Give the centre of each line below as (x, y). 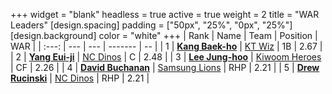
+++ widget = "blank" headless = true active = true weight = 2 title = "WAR (165, 14)
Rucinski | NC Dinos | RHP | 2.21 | (80, 78)
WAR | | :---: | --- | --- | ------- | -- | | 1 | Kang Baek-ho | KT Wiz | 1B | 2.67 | (166, 46)
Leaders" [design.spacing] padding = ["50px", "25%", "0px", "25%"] (151, 25)
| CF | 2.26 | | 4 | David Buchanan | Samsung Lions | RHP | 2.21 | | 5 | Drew (165, 67)
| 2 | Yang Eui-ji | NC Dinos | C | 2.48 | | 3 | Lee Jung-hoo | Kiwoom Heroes (166, 57)
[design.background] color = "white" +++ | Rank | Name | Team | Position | (164, 35)
